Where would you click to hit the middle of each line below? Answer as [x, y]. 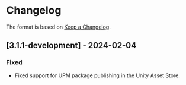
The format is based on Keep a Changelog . [58, 27]
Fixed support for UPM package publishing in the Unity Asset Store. [97, 75]
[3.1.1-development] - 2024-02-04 [71, 45]
